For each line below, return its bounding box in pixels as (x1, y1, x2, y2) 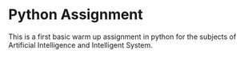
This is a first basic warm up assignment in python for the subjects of (8, 32, 237, 41)
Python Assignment (8, 6, 144, 24)
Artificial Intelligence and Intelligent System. (8, 40, 154, 49)
